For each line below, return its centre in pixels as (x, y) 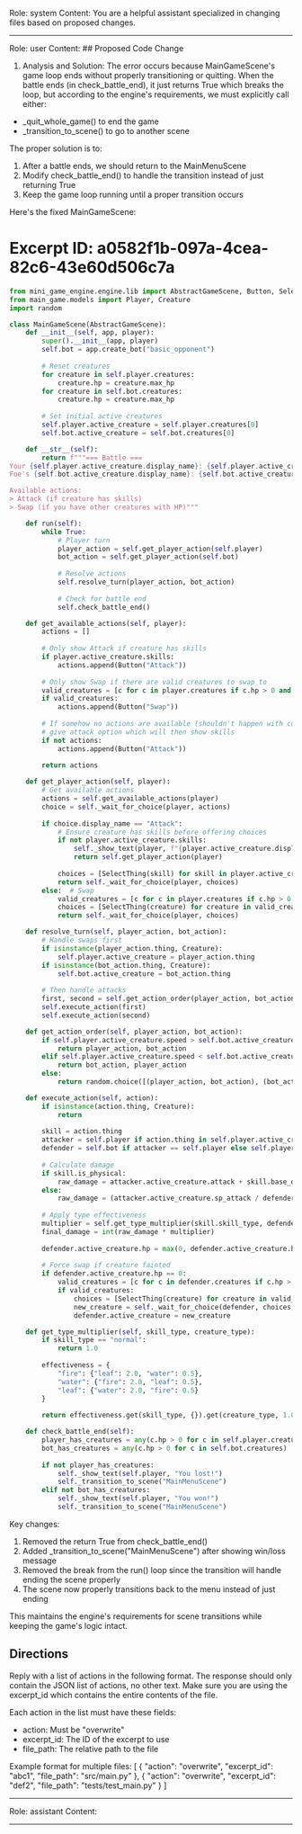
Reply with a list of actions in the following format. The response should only (151, 1676)
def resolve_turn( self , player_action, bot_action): (126, 932)
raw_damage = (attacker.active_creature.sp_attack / (158, 1199)
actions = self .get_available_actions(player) (130, 799)
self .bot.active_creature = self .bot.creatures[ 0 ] (138, 433)
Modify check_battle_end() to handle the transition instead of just (143, 175)
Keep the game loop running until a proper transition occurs (133, 194)
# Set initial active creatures (102, 416)
